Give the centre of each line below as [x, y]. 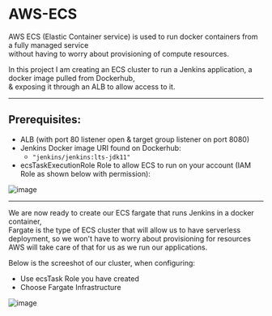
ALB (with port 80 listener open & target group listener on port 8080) [135, 139]
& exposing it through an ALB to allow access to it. [92, 87]
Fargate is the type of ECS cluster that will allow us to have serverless [125, 230]
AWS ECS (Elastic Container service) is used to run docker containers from [133, 36]
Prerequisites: [45, 120]
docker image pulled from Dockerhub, [72, 78]
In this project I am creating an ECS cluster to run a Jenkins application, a [130, 69]
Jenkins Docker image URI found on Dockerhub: [100, 147]
